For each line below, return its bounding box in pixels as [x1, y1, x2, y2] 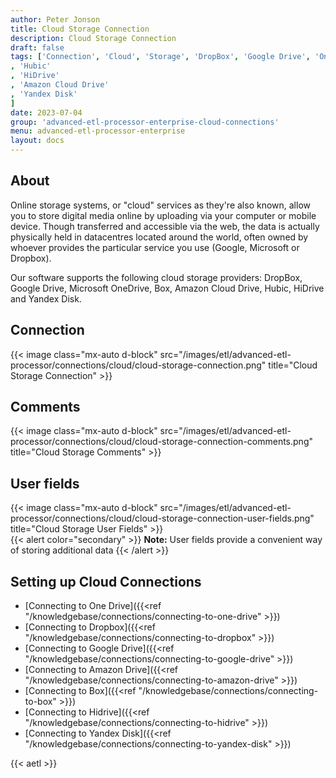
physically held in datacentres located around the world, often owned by [10, 231, 309, 243]
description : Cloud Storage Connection [10, 33, 177, 43]
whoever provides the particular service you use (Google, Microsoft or [10, 241, 300, 253]
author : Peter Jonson [10, 14, 101, 25]
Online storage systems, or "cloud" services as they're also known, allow [10, 199, 311, 211]
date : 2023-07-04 [10, 107, 83, 118]
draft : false [10, 42, 65, 53]
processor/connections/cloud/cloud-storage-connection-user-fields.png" [10, 512, 315, 525]
